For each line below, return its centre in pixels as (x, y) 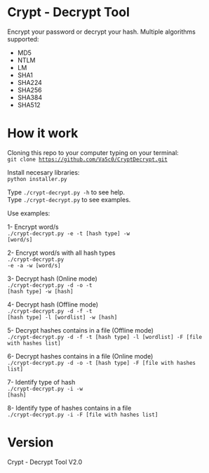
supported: (23, 39)
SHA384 (30, 97)
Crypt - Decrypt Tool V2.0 (45, 462)
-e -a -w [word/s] (34, 265)
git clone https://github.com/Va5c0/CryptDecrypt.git (88, 159)
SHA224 (29, 82)
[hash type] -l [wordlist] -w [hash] (62, 317)
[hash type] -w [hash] (40, 291)
